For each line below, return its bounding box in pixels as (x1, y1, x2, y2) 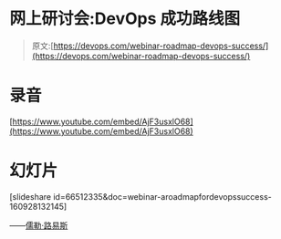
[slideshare (9, 191, 52, 202)
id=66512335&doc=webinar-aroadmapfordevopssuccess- (53, 191, 272, 202)
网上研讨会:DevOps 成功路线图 (9, 8, 241, 29)
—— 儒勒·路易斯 (9, 220, 68, 231)
